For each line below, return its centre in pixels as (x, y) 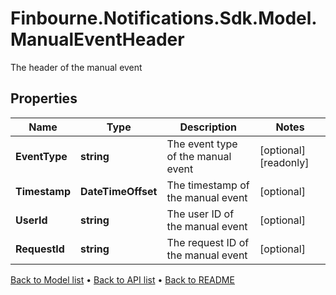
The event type (202, 144)
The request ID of (208, 242)
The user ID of (200, 214)
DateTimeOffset (119, 191)
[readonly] (284, 162)
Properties (44, 98)
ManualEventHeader (97, 39)
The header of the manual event (76, 67)
